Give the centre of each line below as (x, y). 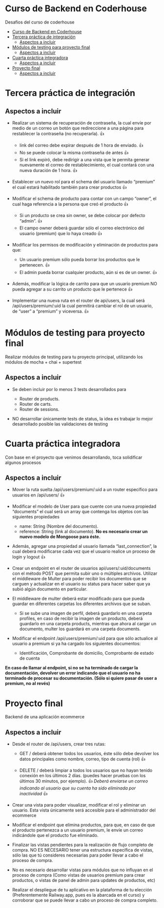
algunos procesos (23, 462)
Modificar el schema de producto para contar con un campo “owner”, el (84, 198)
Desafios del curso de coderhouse (40, 22)
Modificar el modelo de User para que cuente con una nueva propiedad (84, 506)
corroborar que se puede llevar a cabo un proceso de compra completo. (85, 900)
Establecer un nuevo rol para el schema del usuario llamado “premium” (83, 181)
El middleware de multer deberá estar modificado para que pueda (78, 599)
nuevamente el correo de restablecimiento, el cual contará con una (87, 165)
